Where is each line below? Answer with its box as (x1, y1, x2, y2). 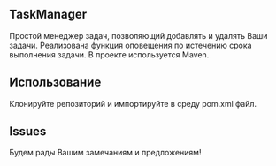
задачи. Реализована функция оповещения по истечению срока (9, 40, 252, 50)
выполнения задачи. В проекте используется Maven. (9, 49, 210, 60)
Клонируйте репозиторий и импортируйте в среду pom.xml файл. (9, 98, 257, 109)
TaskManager (9, 7, 87, 22)
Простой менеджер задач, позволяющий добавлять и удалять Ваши (9, 30, 268, 41)
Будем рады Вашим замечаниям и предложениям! (9, 147, 202, 158)
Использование (9, 75, 102, 90)
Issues (9, 124, 47, 140)
